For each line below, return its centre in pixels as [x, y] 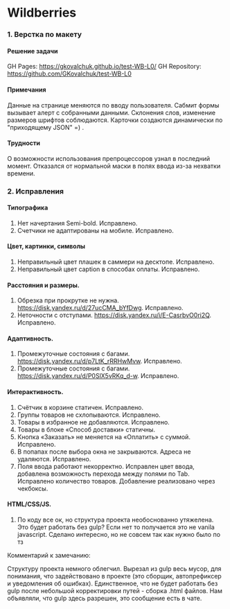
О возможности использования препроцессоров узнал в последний [109, 158]
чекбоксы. [33, 488]
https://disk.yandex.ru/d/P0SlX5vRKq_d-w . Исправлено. [98, 376]
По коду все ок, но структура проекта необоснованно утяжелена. [115, 520]
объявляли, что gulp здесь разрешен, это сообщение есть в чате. [105, 598]
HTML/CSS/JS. [29, 504]
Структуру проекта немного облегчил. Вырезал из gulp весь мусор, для [114, 568]
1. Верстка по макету [44, 35]
